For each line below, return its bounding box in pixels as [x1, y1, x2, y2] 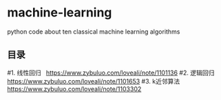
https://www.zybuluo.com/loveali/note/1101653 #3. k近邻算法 [7, 77, 180, 85]
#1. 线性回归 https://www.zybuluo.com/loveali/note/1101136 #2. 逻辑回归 [7, 68, 215, 77]
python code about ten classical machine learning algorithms [7, 27, 180, 36]
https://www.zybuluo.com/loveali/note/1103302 [7, 84, 142, 93]
